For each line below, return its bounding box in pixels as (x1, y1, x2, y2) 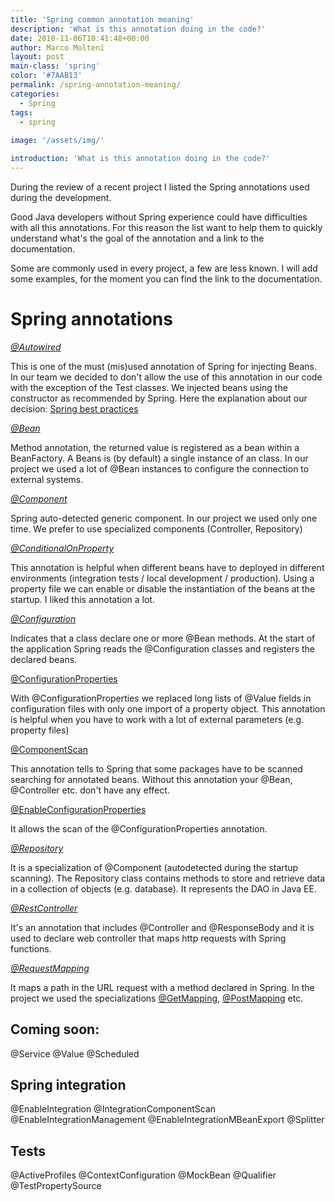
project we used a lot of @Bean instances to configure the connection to (10, 462, 310, 475)
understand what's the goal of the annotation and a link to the (10, 232, 265, 244)
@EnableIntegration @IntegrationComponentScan (10, 1103, 217, 1115)
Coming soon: (10, 1021, 100, 1038)
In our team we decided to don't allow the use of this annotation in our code (10, 371, 323, 383)
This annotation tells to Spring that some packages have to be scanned (10, 762, 303, 775)
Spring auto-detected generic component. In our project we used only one (10, 512, 318, 524)
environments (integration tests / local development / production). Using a (10, 572, 315, 584)
